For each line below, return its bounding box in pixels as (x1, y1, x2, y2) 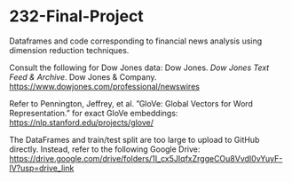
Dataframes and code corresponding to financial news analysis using (9, 36, 263, 46)
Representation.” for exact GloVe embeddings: (9, 107, 178, 118)
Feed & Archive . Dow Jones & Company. (9, 71, 157, 82)
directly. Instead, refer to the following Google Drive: (9, 144, 201, 154)
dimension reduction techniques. (9, 44, 130, 55)
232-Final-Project (9, 6, 144, 27)
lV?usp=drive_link (9, 162, 75, 173)
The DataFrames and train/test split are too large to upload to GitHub (9, 134, 260, 145)
